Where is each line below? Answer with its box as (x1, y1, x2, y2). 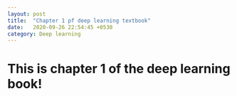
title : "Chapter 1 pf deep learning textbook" (7, 17, 152, 24)
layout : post (7, 10, 46, 18)
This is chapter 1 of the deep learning (7, 61, 231, 77)
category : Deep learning (7, 30, 81, 38)
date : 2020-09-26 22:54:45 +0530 (7, 23, 113, 31)
